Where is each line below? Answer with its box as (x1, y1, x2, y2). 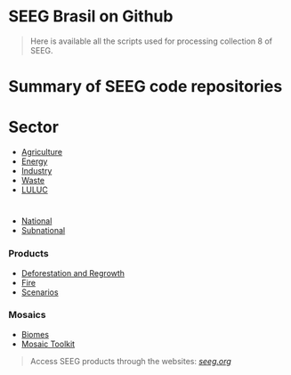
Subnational (20, 225, 66, 236)
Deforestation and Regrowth (20, 267, 125, 278)
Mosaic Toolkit (20, 338, 76, 349)
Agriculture (20, 147, 63, 158)
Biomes (20, 329, 50, 339)
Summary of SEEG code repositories (8, 77, 283, 97)
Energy (20, 156, 48, 167)
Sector (8, 118, 60, 137)
